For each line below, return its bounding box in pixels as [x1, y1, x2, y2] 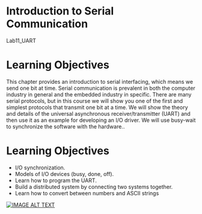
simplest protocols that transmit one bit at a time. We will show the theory [6, 104, 188, 111]
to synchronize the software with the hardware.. [6, 122, 125, 130]
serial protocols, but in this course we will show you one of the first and [6, 97, 183, 104]
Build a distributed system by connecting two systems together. [14, 183, 173, 190]
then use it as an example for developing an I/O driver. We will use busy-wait [6, 116, 196, 124]
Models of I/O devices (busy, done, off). [14, 170, 114, 177]
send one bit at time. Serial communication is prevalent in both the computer [6, 84, 195, 92]
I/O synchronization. [14, 164, 66, 171]
